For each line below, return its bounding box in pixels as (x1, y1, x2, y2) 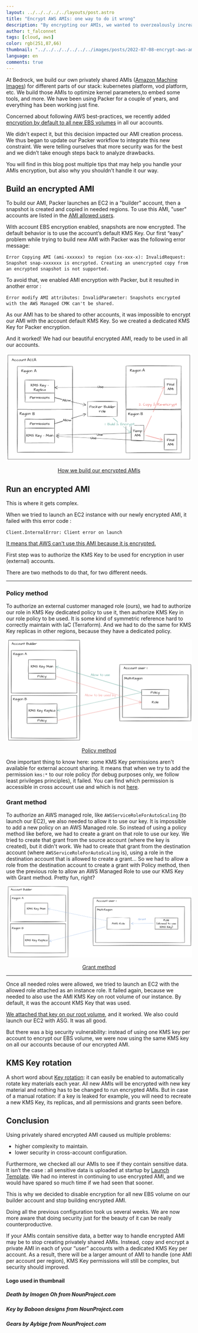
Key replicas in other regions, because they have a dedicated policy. (6, 628, 172, 635)
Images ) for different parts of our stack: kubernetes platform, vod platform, (6, 83, 188, 90)
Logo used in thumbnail (6, 1277, 65, 1284)
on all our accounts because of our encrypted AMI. (6, 1041, 130, 1048)
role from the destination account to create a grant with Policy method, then (6, 861, 190, 869)
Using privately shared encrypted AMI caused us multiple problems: (6, 1131, 171, 1138)
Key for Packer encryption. (6, 324, 71, 331)
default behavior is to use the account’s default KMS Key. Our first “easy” (6, 230, 184, 237)
